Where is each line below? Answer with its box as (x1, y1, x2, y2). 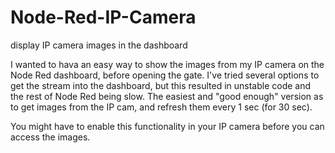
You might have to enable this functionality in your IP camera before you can (10, 120, 325, 132)
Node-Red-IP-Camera (10, 6, 197, 29)
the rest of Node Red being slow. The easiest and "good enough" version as (10, 90, 324, 102)
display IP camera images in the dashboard (10, 39, 188, 51)
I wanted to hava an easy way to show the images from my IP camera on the (10, 58, 325, 70)
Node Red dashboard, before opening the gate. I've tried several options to (10, 69, 320, 81)
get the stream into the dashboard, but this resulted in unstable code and (10, 79, 312, 91)
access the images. (10, 131, 91, 143)
